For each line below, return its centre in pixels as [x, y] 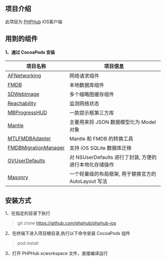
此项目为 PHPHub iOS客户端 [34, 22]
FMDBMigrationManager [36, 148]
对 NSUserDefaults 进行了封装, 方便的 [113, 157]
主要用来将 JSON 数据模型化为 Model [113, 122]
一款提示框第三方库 [92, 113]
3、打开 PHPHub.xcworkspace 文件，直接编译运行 [57, 254]
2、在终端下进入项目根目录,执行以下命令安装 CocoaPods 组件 [68, 233]
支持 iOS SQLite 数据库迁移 [101, 148]
